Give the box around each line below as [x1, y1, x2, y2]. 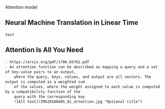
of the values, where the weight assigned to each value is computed [14, 84, 161, 89]
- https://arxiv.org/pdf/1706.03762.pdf [5, 59, 90, 64]
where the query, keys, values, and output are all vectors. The [14, 74, 152, 79]
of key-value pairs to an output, [5, 69, 77, 74]
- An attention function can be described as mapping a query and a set [5, 64, 158, 69]
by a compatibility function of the [5, 89, 81, 94]
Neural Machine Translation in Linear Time [5, 18, 138, 27]
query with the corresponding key [14, 94, 85, 99]
